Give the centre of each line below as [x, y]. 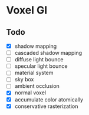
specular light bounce [41, 66]
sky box [24, 80]
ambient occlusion [37, 86]
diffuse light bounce [39, 60]
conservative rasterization [46, 106]
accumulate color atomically [49, 99]
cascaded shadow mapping [48, 53]
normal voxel [30, 93]
